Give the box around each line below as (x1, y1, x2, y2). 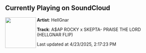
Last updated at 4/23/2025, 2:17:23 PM (36, 41, 117, 47)
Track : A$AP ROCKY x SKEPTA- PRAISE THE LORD (36, 26, 142, 32)
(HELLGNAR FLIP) (36, 31, 73, 37)
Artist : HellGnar (36, 17, 69, 23)
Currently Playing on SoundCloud (5, 4, 110, 12)
